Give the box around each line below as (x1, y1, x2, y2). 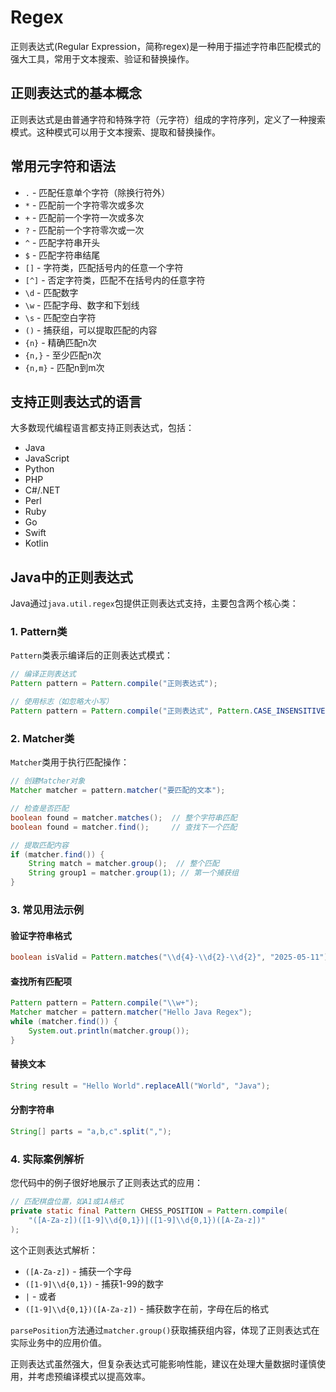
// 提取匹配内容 (10, 840, 69, 850)
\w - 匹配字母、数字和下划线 (24, 299, 140, 311)
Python (24, 463, 55, 475)
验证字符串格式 (10, 929, 72, 941)
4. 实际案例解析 (10, 1152, 85, 1166)
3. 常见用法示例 (10, 902, 85, 916)
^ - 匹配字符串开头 (24, 236, 101, 248)
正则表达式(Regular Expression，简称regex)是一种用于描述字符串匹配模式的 (10, 40, 322, 52)
